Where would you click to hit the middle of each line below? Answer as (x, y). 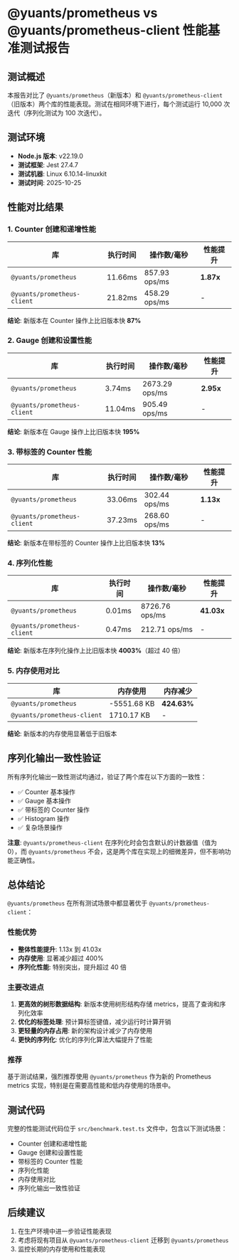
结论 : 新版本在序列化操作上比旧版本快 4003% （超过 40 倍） (96, 651)
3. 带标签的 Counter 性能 (50, 452)
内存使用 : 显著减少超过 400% (61, 958)
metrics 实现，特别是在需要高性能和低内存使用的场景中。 (91, 1086)
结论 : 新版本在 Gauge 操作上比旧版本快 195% (74, 431)
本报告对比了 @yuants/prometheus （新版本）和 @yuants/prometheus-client (115, 95)
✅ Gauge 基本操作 (44, 800)
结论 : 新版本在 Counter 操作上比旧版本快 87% (74, 320)
